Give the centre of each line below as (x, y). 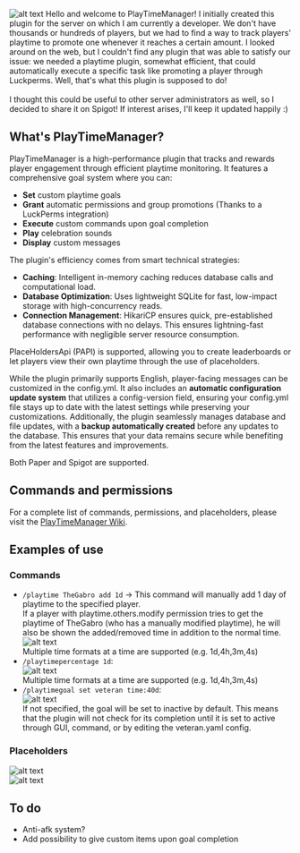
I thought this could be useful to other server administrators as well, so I (142, 99)
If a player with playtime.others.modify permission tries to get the (143, 614)
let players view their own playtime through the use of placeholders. (135, 361)
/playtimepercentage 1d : (68, 661)
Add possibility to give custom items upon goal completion (130, 839)
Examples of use (56, 550)
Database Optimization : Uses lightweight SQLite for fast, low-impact (150, 296)
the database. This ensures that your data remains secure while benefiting (146, 435)
